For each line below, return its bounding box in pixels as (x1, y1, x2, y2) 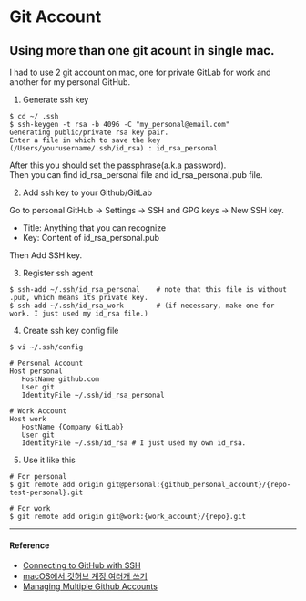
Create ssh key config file (22, 326, 119, 336)
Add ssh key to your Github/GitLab (22, 187, 153, 198)
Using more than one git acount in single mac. (9, 43, 275, 58)
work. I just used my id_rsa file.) (9, 309, 148, 318)
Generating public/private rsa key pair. (9, 128, 169, 137)
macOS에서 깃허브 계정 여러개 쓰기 (22, 571, 148, 582)
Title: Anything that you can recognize (22, 223, 167, 233)
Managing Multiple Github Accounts (22, 581, 158, 592)
